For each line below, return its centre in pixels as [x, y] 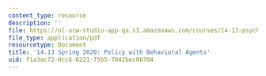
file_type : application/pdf [55, 38]
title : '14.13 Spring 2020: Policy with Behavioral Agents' [110, 52]
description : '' [35, 23]
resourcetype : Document [47, 45]
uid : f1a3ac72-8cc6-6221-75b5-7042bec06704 [81, 60]
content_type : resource [47, 15]
